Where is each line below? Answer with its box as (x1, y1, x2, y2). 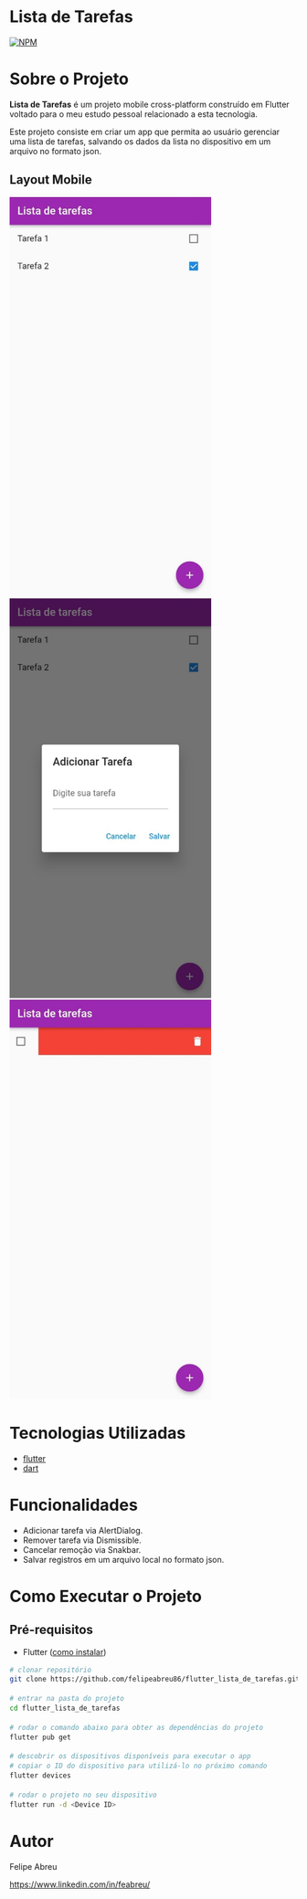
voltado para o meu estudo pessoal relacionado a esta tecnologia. (9, 108, 259, 120)
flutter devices (9, 1771, 71, 1780)
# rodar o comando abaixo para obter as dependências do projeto (9, 1723, 263, 1732)
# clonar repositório (9, 1665, 92, 1674)
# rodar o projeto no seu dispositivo (9, 1790, 157, 1799)
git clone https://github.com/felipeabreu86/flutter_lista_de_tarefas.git (9, 1674, 301, 1684)
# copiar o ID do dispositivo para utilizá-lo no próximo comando (9, 1761, 268, 1771)
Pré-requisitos (9, 1622, 94, 1638)
